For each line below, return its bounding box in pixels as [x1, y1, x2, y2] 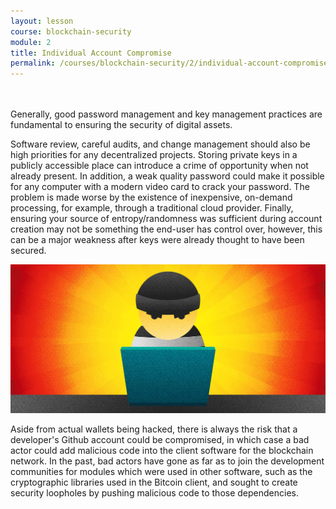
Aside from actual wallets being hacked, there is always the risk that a [10, 423, 298, 435]
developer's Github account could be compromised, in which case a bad [10, 433, 310, 445]
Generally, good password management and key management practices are [10, 108, 323, 120]
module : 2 [10, 37, 52, 47]
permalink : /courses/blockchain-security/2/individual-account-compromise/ [10, 58, 333, 69]
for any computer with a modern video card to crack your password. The [10, 181, 310, 193]
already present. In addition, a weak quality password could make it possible [10, 170, 325, 182]
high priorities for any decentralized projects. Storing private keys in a [10, 149, 298, 161]
